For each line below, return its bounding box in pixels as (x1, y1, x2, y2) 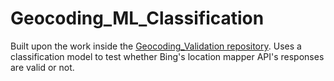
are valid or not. (10, 61, 75, 73)
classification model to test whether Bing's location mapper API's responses (10, 50, 325, 62)
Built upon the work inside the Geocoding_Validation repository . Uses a (10, 40, 302, 52)
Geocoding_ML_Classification (10, 7, 265, 30)
